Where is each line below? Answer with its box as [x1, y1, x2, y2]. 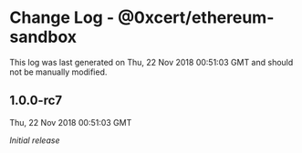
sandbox [9, 26, 78, 47]
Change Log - [9, 7, 115, 28]
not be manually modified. [9, 66, 108, 77]
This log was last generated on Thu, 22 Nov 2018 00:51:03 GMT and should [9, 56, 294, 67]
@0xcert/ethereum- [117, 7, 275, 28]
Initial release [9, 135, 60, 146]
